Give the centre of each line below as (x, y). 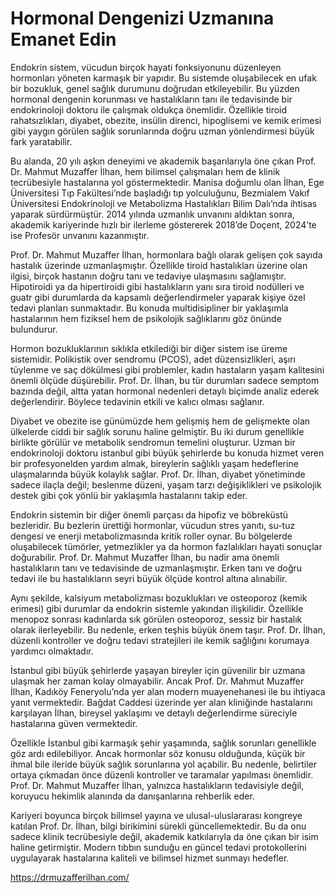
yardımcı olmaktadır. (52, 651)
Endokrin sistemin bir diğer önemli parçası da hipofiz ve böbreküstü (149, 514)
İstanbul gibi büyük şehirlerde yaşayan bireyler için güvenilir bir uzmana (158, 670)
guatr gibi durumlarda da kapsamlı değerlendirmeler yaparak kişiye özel (158, 297)
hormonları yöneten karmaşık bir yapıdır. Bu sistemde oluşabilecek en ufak (163, 78)
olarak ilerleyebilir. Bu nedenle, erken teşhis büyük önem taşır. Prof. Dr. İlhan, (168, 629)
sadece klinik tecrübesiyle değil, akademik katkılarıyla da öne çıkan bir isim (164, 836)
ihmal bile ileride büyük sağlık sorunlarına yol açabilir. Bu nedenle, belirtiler (163, 764)
